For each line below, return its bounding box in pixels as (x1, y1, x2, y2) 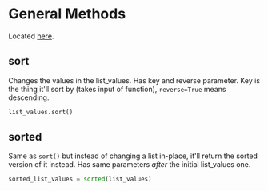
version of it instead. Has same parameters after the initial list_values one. (8, 160, 251, 169)
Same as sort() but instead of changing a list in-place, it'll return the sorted (8, 151, 258, 161)
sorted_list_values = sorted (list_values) (8, 175, 152, 184)
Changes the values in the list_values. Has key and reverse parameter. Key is (8, 75, 261, 85)
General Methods (8, 5, 126, 23)
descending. (8, 93, 50, 102)
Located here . (8, 31, 54, 41)
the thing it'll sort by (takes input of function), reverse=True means (8, 84, 226, 94)
